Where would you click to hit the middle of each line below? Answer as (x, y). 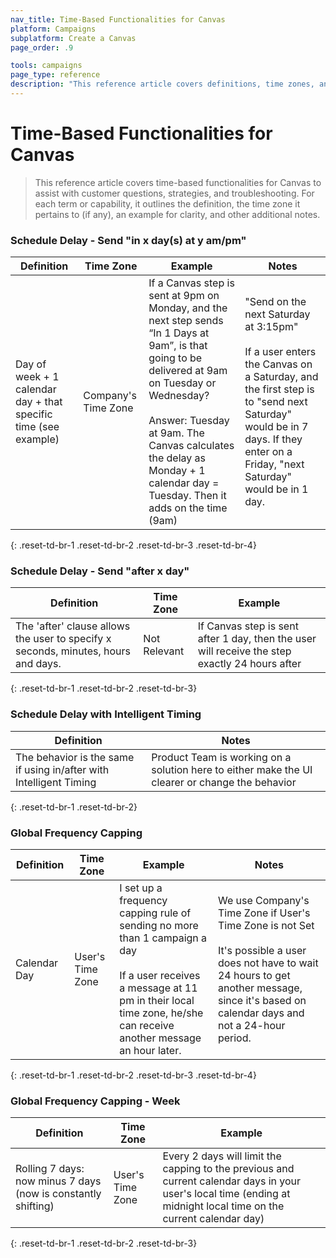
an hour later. (150, 1050)
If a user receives (160, 975)
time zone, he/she (161, 1013)
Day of (31, 364)
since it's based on (262, 1000)
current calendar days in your (232, 1181)
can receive (147, 1025)
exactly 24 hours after (249, 664)
